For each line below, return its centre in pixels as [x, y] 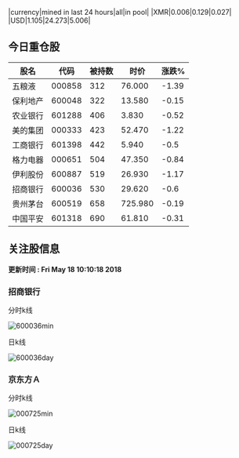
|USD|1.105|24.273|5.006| [49, 20]
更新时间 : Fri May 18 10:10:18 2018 [65, 269]
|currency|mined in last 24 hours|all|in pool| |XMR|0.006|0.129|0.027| [120, 12]
